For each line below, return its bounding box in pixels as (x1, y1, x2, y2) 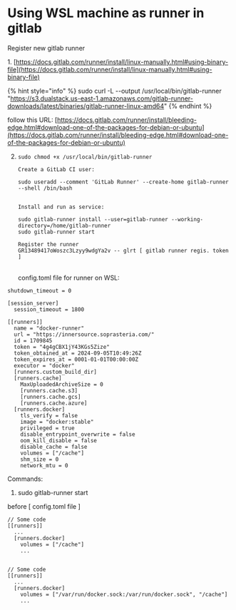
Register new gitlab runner (7, 44, 86, 52)
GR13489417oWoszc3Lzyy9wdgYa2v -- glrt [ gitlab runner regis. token (17, 247, 230, 254)
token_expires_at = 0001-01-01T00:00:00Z (14, 355, 139, 363)
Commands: (7, 474, 43, 483)
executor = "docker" (14, 362, 75, 369)
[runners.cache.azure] (20, 400, 88, 407)
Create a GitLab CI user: (17, 166, 95, 173)
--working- (170, 215, 204, 223)
